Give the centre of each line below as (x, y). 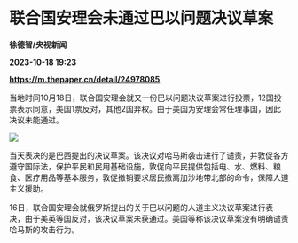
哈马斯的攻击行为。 (44, 229)
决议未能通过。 (36, 120)
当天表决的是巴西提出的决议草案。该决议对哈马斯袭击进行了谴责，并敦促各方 (149, 155)
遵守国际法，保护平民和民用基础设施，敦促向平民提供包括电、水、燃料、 (141, 166)
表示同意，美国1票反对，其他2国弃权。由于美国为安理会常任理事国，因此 (149, 108)
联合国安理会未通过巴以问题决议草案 (141, 18)
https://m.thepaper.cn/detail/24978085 (85, 79)
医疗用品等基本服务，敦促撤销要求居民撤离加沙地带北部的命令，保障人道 (157, 177)
